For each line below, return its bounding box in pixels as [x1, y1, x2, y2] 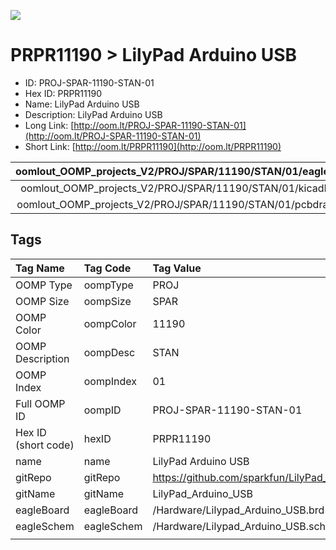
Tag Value [152, 261, 202, 275]
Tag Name [15, 261, 65, 275]
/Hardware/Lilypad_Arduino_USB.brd [152, 503, 325, 517]
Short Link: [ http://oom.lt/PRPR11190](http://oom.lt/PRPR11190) [24, 140, 282, 152]
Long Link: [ [24, 119, 75, 131]
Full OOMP [15, 396, 66, 410]
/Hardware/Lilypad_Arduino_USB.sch [152, 519, 327, 533]
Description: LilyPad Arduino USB [24, 108, 163, 120]
